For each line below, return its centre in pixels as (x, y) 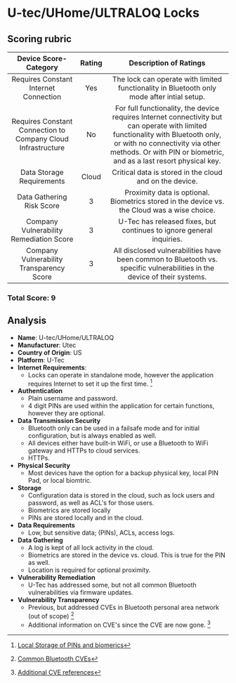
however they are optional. (66, 413)
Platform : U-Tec (41, 360)
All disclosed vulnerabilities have (167, 251)
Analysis (27, 321)
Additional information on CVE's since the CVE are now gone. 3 (119, 624)
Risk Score (42, 206)
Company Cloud (42, 139)
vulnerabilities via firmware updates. (80, 592)
